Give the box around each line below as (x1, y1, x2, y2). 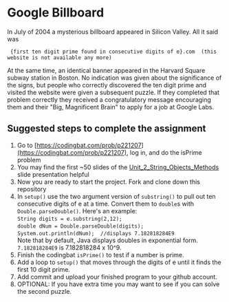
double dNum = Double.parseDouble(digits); (17, 222, 144, 230)
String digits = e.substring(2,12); (17, 215, 122, 222)
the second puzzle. (17, 287, 72, 295)
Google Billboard (7, 5, 105, 21)
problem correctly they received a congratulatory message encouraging (7, 95, 212, 104)
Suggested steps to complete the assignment (7, 122, 206, 135)
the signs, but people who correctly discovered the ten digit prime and (7, 80, 207, 89)
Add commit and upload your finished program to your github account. (17, 272, 218, 281)
